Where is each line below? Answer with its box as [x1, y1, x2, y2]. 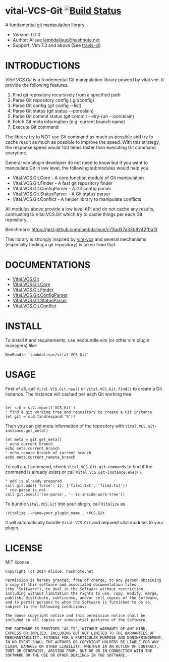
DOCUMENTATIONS [5, 259, 91, 271]
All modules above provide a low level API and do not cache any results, [5, 206, 155, 212]
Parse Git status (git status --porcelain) [12, 107, 94, 114]
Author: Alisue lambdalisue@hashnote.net [12, 37, 100, 43]
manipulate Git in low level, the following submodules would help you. [5, 164, 150, 171]
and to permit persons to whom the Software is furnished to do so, [5, 599, 152, 605]
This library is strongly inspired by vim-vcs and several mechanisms [5, 236, 147, 242]
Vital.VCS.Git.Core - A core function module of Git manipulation [12, 175, 144, 181]
